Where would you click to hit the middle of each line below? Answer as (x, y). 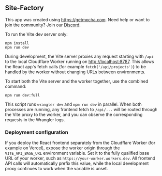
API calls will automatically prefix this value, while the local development (77, 163)
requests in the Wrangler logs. (35, 120)
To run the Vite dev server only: (36, 34)
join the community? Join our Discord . (43, 25)
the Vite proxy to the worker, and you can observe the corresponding (74, 114)
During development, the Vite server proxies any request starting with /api (79, 56)
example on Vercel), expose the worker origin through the (62, 148)
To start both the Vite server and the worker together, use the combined (77, 81)
